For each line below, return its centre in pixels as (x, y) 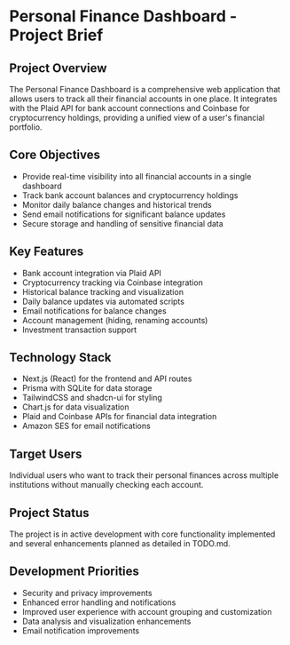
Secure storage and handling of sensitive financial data (122, 223)
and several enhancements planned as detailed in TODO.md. (120, 544)
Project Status (50, 513)
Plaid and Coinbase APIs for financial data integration (119, 417)
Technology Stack (60, 358)
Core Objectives (55, 155)
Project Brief (56, 35)
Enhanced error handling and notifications (99, 602)
